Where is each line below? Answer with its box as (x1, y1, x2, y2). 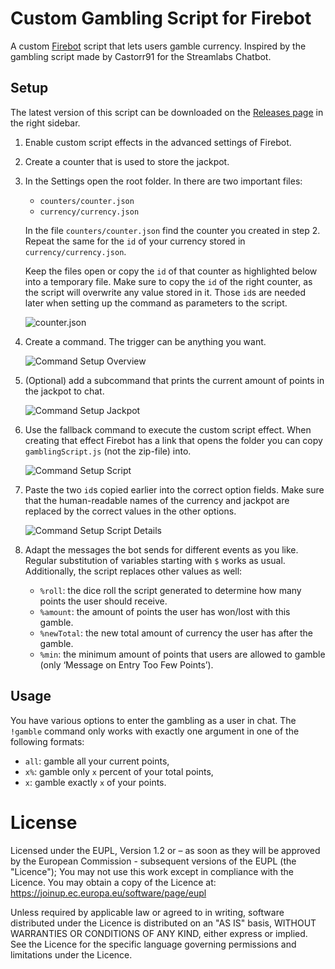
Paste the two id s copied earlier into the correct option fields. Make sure (24, 483, 325, 496)
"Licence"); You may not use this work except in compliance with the (10, 865, 294, 877)
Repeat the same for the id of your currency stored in (24, 235, 246, 247)
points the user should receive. (39, 595, 168, 607)
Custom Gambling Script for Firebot (10, 7, 312, 30)
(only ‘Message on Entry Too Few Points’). (39, 658, 214, 671)
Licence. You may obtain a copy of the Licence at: (10, 876, 217, 888)
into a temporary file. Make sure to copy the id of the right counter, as (24, 275, 313, 287)
